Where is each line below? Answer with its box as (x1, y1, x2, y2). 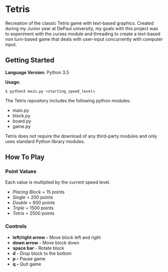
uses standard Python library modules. (5, 138, 85, 144)
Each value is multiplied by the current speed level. (5, 179, 110, 185)
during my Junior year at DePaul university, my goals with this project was (5, 25, 158, 31)
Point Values (5, 168, 37, 175)
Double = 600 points (12, 200, 55, 206)
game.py (12, 123, 31, 129)
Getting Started (5, 56, 55, 65)
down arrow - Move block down (12, 239, 79, 245)
